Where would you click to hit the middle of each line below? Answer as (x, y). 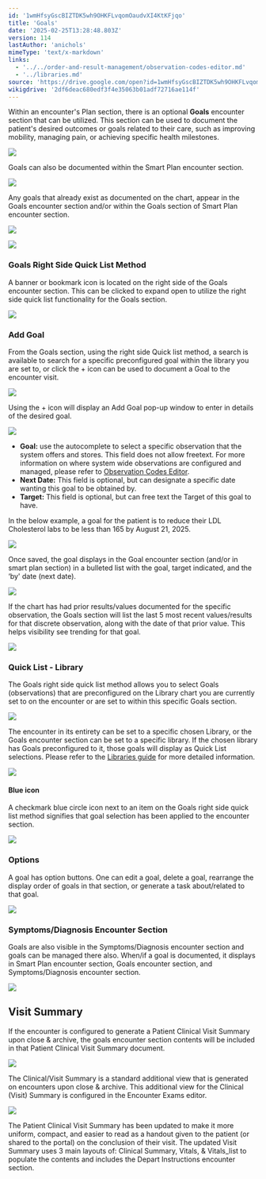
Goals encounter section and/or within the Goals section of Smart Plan (123, 206)
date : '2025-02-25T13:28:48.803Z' (65, 30)
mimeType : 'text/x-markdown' (56, 52)
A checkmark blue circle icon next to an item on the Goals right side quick (129, 807)
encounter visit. (34, 377)
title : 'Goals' (33, 23)
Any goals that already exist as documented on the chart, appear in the (124, 198)
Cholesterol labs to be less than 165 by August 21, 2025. (100, 529)
